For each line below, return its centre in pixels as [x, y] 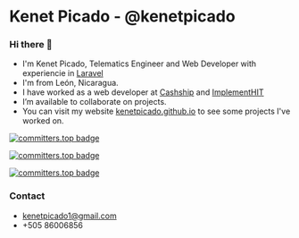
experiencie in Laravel [63, 73]
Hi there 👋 [31, 45]
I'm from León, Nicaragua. [70, 83]
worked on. [43, 121]
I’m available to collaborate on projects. [94, 102]
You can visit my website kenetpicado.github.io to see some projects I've [156, 111]
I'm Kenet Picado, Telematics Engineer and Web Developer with [139, 64]
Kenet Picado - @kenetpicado [122, 17]
